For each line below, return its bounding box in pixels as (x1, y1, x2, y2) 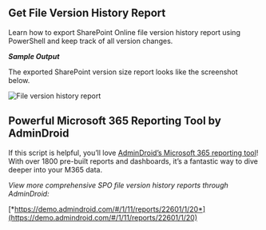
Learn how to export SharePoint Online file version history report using (8, 27, 241, 37)
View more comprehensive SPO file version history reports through (8, 180, 229, 190)
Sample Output (8, 51, 60, 61)
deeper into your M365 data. (8, 165, 102, 174)
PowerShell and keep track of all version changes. (8, 36, 173, 46)
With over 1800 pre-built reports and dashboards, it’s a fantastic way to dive (8, 156, 258, 166)
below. (8, 75, 30, 85)
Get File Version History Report (8, 6, 166, 20)
